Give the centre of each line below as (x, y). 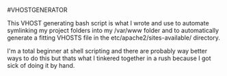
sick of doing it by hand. (41, 65)
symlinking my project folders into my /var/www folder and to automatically (113, 30)
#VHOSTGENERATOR (37, 10)
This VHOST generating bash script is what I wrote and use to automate (108, 23)
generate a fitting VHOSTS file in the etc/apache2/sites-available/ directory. (113, 38)
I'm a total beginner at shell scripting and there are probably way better (107, 51)
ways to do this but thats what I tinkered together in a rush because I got (109, 58)
